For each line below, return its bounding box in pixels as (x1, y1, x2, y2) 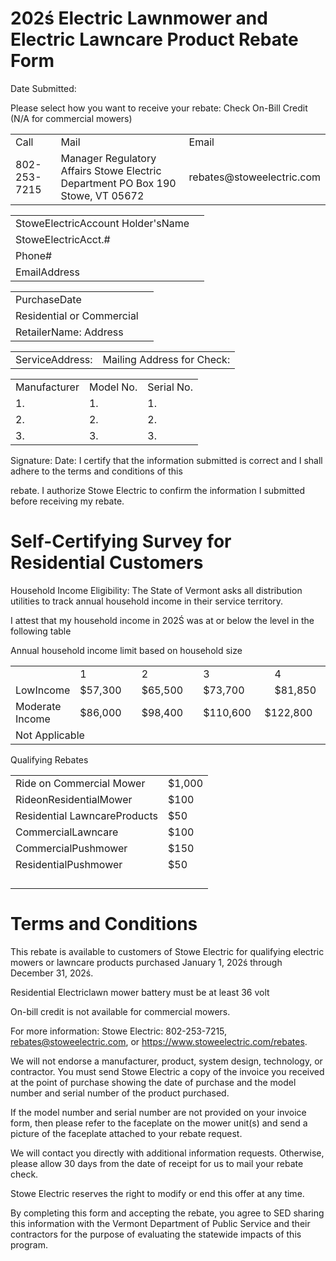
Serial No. (147, 380, 193, 394)
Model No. (88, 380, 138, 394)
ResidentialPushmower (15, 857, 123, 871)
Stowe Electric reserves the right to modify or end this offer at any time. (10, 1187, 305, 1199)
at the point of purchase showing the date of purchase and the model (10, 1076, 297, 1088)
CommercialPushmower (15, 841, 128, 855)
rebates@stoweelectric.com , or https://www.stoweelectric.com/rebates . (10, 1035, 308, 1047)
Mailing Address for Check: (102, 352, 231, 366)
